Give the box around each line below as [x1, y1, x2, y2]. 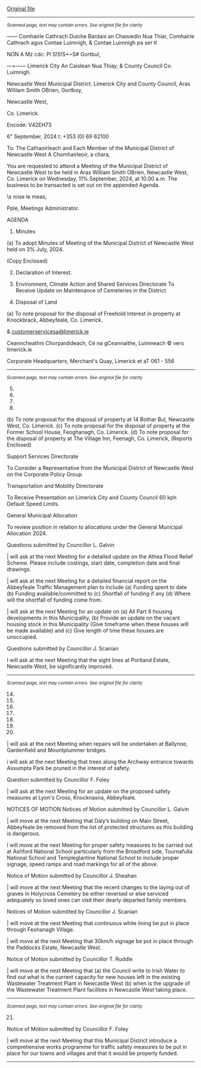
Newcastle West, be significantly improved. [7, 663, 113, 670]
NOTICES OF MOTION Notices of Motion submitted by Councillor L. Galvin [7, 805, 190, 813]
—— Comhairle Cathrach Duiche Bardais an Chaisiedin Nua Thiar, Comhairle [7, 33, 194, 39]
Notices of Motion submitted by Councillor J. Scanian [7, 908, 138, 915]
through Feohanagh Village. [7, 926, 75, 933]
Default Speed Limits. [7, 501, 60, 507]
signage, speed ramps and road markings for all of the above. [7, 860, 159, 868]
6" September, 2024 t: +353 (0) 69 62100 [7, 133, 109, 140]
